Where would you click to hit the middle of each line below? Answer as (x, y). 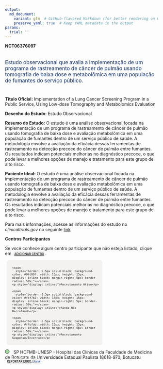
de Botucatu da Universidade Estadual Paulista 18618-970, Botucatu (73, 357)
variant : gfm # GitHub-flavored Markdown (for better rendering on (84, 18)
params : (13, 28)
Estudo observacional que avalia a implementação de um (74, 62)
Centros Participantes (28, 239)
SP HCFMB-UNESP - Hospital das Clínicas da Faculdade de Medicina (83, 352)
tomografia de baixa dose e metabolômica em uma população (80, 74)
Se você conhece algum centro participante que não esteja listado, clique (79, 248)
